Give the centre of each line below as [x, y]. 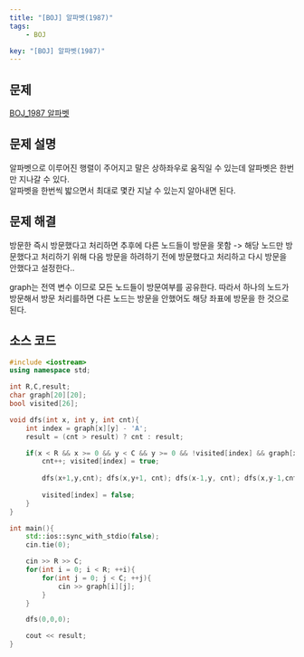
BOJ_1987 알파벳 [39, 113]
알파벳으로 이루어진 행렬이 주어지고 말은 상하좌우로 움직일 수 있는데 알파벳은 [143, 167]
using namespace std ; [50, 371]
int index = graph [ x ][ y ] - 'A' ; [86, 428]
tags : [19, 26]
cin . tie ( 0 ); [48, 545]
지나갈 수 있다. [44, 179]
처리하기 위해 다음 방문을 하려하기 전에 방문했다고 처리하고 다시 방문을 [164, 256]
